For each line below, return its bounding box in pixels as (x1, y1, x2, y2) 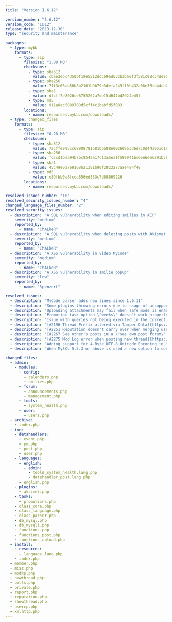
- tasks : (14, 494, 33, 499)
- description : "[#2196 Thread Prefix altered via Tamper (10, 322, 137, 327)
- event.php (18, 437, 45, 442)
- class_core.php (14, 504, 52, 509)
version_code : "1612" (5, 22, 52, 27)
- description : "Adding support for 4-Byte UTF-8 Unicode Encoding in (10, 341, 164, 346)
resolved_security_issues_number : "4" (5, 198, 88, 203)
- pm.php (18, 441, 38, 447)
